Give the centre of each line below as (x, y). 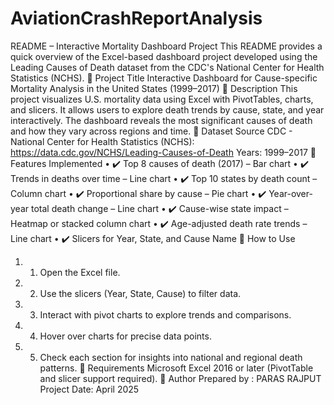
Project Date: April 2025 (89, 389)
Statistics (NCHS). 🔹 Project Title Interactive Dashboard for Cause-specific (164, 78)
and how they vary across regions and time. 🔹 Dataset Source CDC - (151, 131)
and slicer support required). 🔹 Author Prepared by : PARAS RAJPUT (180, 378)
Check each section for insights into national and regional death (171, 357)
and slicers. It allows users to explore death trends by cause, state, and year (167, 109)
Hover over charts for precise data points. (125, 336)
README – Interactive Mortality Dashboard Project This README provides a (166, 46)
